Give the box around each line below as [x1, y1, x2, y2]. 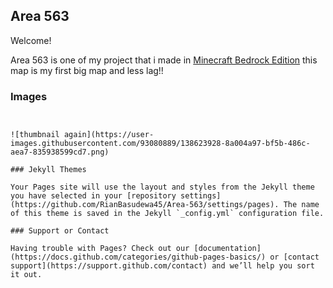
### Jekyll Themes [10, 165, 87, 175]
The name [283, 200, 320, 210]
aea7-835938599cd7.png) [10, 147, 110, 158]
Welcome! [10, 34, 52, 46]
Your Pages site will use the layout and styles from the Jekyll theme [10, 182, 315, 193]
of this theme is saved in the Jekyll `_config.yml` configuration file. [10, 209, 325, 219]
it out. [10, 270, 43, 280]
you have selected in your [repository [10, 191, 177, 201]
